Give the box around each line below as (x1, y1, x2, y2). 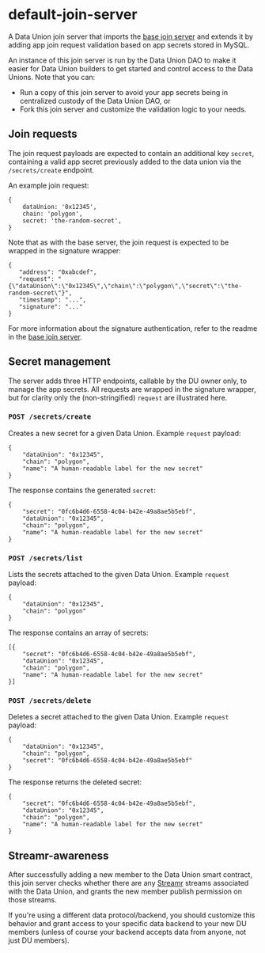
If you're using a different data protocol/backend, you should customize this (8, 910, 256, 920)
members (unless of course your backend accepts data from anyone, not (8, 928, 247, 937)
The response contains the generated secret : (8, 485, 157, 495)
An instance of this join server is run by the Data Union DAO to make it (8, 55, 237, 65)
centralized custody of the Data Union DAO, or (19, 96, 171, 105)
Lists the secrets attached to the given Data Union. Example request (8, 570, 230, 579)
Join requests (8, 127, 78, 141)
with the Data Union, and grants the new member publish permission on (8, 887, 243, 896)
